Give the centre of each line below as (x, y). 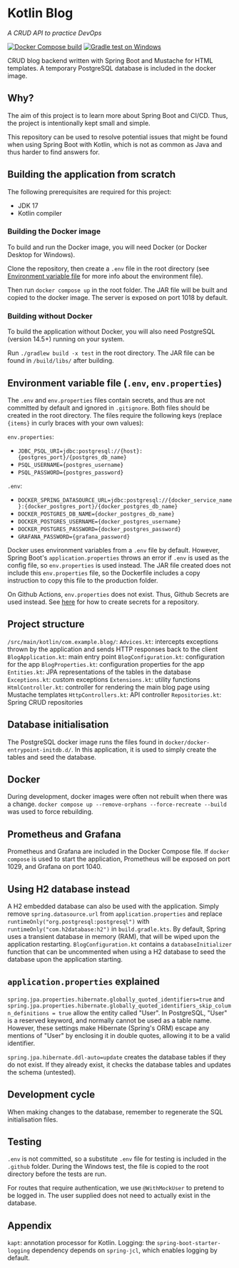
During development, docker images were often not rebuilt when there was (118, 797)
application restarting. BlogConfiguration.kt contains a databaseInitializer (119, 945)
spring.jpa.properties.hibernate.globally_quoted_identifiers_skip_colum (119, 1006)
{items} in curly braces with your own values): (76, 423)
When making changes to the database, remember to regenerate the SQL (115, 1112)
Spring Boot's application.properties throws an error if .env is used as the (118, 558)
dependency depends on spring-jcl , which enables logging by (124, 1250)
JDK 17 (28, 206)
